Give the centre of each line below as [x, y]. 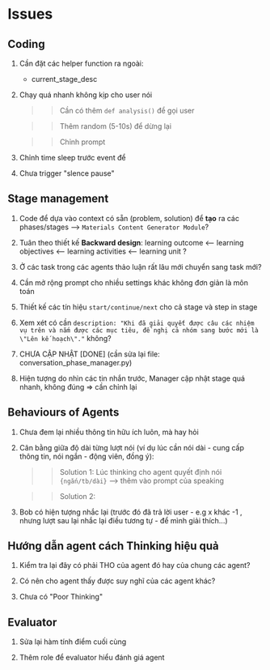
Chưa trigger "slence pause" [67, 173]
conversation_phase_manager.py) [76, 362]
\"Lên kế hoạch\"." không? [65, 338]
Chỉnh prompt [82, 142]
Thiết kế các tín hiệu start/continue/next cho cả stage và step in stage [138, 307]
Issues [30, 14]
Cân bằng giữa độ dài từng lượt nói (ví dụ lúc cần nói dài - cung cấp [131, 447]
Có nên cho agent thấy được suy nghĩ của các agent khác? [117, 581]
